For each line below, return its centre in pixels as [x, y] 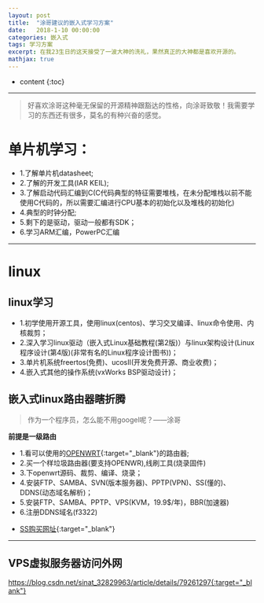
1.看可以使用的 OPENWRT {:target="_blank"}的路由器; [104, 453]
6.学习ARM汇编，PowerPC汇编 [70, 232]
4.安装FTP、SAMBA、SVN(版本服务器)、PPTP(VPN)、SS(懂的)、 [125, 482]
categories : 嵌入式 [38, 37]
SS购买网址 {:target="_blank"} [67, 528]
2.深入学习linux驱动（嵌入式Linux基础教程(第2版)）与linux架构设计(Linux [137, 342]
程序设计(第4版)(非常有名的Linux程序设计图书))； [99, 352]
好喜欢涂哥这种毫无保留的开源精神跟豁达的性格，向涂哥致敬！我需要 [137, 105]
